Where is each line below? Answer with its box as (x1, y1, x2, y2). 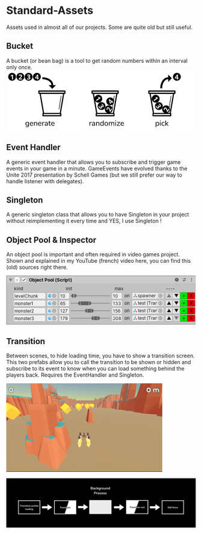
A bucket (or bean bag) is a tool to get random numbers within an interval (6, 57, 188, 64)
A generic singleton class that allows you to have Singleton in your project (6, 211, 189, 218)
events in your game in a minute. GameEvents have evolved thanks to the (6, 165, 188, 172)
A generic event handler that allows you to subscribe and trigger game (6, 158, 182, 166)
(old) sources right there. (6, 263, 68, 271)
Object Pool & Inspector (6, 234, 97, 245)
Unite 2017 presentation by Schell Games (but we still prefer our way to (6, 171, 182, 178)
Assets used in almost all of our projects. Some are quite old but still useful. (6, 24, 193, 31)
